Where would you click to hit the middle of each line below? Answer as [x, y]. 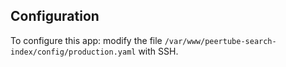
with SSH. [158, 51]
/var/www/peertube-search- [220, 41]
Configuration [55, 16]
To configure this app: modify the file [86, 40]
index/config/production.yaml [73, 52]
